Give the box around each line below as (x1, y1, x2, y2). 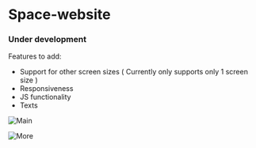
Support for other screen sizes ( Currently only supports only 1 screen (19, 67, 248, 77)
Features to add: (8, 51, 62, 61)
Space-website (8, 6, 111, 24)
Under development (8, 34, 87, 45)
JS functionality (19, 93, 71, 102)
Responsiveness (19, 84, 74, 93)
